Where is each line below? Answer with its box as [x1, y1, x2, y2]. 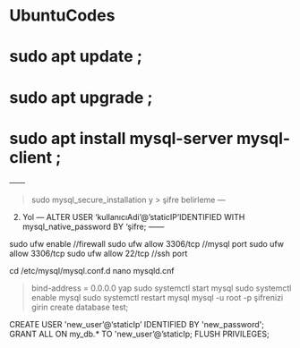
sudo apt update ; [9, 47, 143, 67]
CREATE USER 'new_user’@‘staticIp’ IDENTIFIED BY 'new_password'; [9, 318, 264, 329]
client [9, 147, 53, 167]
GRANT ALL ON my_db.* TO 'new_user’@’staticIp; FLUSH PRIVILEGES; [9, 328, 270, 339]
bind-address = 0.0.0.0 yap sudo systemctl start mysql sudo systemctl [30, 283, 292, 293]
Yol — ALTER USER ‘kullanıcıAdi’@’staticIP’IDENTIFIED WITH [21, 211, 245, 222]
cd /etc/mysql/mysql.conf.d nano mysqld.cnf [9, 265, 175, 276]
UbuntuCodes [9, 5, 116, 26]
